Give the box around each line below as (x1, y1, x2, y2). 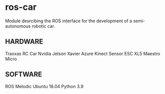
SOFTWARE (5, 70, 42, 79)
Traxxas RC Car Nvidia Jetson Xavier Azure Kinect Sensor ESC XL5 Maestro (5, 50, 161, 56)
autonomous (5, 23, 31, 29)
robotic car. (31, 23, 55, 29)
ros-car (5, 1, 37, 13)
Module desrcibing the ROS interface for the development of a (5, 18, 132, 24)
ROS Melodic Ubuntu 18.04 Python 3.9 (5, 83, 84, 89)
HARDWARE (5, 38, 44, 46)
